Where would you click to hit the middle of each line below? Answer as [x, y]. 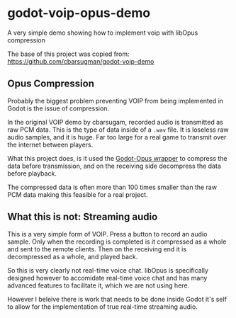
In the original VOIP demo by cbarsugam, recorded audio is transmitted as [115, 122]
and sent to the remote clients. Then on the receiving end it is [97, 249]
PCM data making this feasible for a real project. [78, 194]
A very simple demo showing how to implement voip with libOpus [103, 33]
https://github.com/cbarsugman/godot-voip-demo [81, 61]
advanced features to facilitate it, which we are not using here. [99, 285]
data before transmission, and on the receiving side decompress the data [114, 166]
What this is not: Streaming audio [83, 217]
